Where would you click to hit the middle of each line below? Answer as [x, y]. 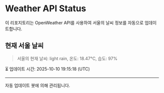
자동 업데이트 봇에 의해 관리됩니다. [38, 85]
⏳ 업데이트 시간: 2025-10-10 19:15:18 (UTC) [48, 69]
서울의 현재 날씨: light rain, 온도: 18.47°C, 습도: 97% [67, 58]
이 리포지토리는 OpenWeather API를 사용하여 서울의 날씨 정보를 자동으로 [74, 23]
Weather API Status [46, 9]
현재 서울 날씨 [24, 46]
